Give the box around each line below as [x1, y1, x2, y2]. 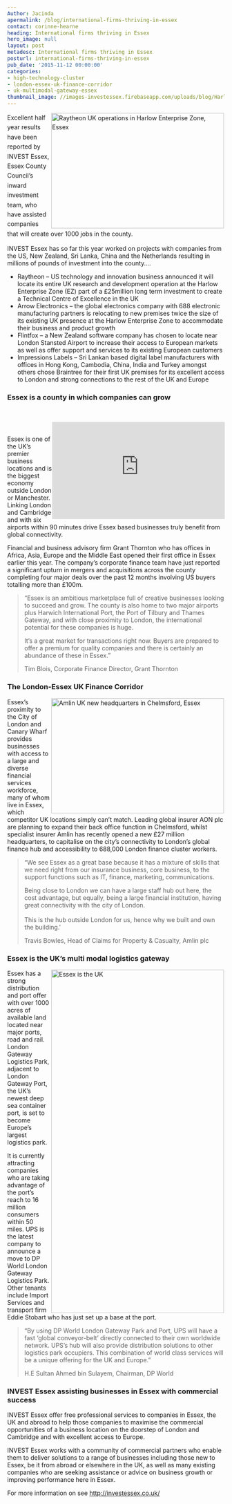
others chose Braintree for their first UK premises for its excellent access [17, 368, 225, 377]
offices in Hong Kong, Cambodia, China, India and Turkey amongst [17, 361, 207, 369]
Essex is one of [7, 435, 50, 443]
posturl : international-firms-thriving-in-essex [7, 55, 150, 62]
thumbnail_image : [7, 94, 57, 101]
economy [7, 479, 35, 487]
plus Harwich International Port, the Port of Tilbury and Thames [23, 609, 205, 617]
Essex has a [7, 969, 41, 977]
